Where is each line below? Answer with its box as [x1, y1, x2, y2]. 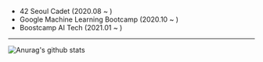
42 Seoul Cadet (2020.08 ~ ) [19, 7, 113, 15]
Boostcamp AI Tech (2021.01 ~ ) [19, 23, 123, 32]
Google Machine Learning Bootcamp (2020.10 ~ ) [19, 15, 178, 24]
